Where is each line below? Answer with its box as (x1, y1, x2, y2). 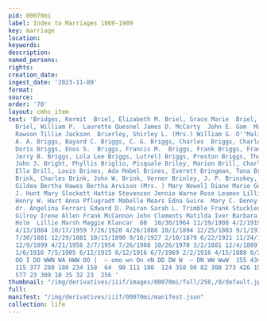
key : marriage (8, 26, 56, 34)
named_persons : (8, 57, 59, 65)
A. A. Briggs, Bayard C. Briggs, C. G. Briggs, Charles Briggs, (15, 137, 237, 146)
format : (8, 85, 34, 94)
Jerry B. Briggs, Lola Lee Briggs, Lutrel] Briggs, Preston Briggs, (15, 152, 247, 160)
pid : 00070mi (8, 11, 52, 20)
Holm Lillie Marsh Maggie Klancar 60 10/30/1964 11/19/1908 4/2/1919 (15, 219, 261, 227)
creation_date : (8, 71, 59, 79)
